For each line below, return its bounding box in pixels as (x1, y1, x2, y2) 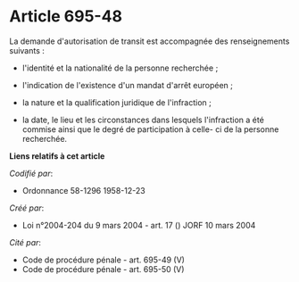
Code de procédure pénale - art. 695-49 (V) (21, 254, 186, 265)
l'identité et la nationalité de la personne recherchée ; (21, 62, 219, 73)
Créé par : (9, 203, 45, 213)
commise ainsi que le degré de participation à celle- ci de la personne (21, 123, 279, 135)
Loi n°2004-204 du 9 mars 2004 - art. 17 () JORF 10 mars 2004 (21, 220, 256, 230)
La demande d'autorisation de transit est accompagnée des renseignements (9, 36, 290, 46)
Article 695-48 (9, 6, 123, 27)
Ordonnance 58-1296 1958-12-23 (21, 185, 145, 195)
